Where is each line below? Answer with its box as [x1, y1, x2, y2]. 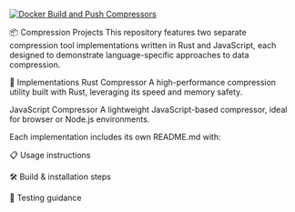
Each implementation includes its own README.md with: [9, 132, 221, 142]
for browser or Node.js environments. [9, 114, 150, 125]
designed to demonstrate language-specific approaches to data [9, 50, 249, 60]
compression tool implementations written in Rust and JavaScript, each [9, 40, 277, 50]
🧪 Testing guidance [9, 192, 82, 203]
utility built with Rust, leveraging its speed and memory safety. [9, 86, 243, 97]
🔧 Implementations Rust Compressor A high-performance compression [9, 77, 276, 87]
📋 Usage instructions [9, 150, 91, 160]
